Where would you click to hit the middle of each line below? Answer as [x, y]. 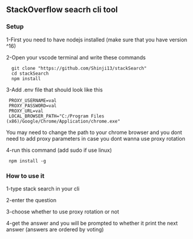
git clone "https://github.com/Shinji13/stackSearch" [79, 68]
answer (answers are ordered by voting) [55, 229]
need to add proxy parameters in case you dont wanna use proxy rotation [96, 138]
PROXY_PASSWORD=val [33, 106]
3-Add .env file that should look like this [54, 90]
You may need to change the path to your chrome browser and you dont [94, 132]
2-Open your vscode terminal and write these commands [76, 57]
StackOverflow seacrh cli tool [62, 10]
